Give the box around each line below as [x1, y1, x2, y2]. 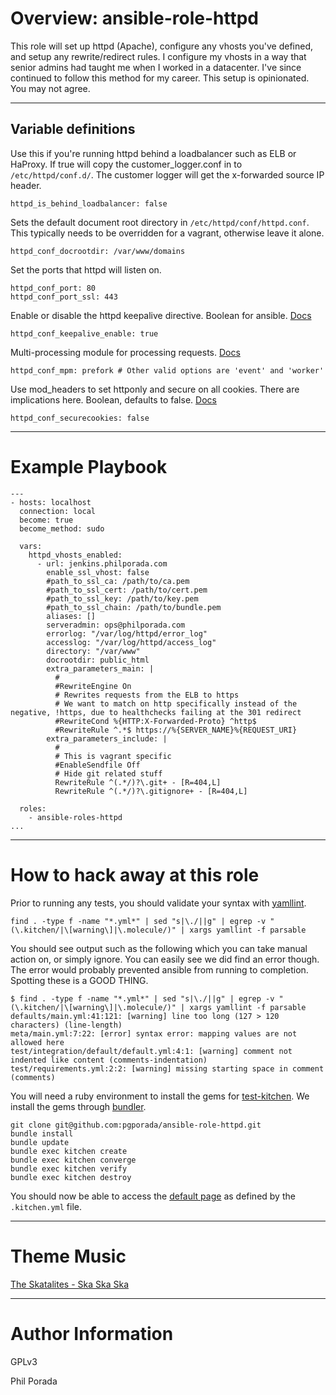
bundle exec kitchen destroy [10, 1172, 132, 1182]
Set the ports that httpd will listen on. [10, 263, 162, 276]
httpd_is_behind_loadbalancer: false [10, 198, 168, 209]
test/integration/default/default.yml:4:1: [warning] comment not [10, 1046, 293, 1056]
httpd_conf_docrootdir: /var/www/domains [10, 246, 186, 256]
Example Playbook [10, 455, 168, 478]
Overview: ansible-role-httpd [10, 7, 260, 30]
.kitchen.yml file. [10, 1200, 83, 1212]
